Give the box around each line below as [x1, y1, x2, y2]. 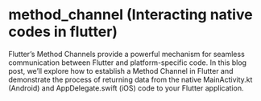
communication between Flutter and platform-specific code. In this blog [8, 58, 247, 67]
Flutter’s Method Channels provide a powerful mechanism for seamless [8, 49, 246, 59]
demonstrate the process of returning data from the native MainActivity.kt [8, 75, 253, 84]
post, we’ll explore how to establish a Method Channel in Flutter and [8, 66, 234, 75]
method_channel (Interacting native [8, 6, 253, 24]
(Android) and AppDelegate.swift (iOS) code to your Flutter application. [8, 83, 244, 93]
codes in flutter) [8, 22, 118, 41]
